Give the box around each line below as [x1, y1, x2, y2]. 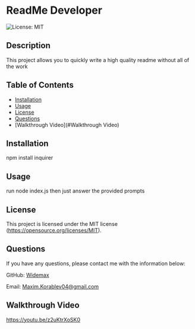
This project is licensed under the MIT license [6, 221, 118, 227]
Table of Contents [6, 80, 74, 90]
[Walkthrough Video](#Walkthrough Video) [14, 121, 119, 128]
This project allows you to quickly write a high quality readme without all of [6, 56, 190, 63]
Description [6, 41, 51, 51]
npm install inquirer [6, 154, 54, 162]
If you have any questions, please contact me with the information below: [6, 260, 185, 267]
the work [6, 63, 28, 70]
